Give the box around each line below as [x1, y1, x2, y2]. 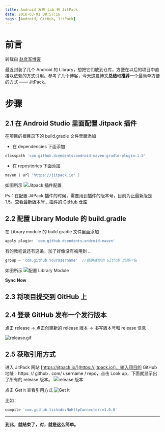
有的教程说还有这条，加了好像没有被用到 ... [5, 248, 92, 254]
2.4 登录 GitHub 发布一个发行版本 [5, 311, 107, 319]
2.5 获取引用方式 [5, 350, 56, 359]
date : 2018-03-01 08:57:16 [5, 12, 60, 17]
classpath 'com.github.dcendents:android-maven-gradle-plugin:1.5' [5, 154, 146, 158]
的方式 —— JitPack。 [5, 79, 49, 85]
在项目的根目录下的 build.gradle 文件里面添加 [5, 133, 96, 139]
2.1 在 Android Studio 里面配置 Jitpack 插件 [5, 119, 137, 127]
